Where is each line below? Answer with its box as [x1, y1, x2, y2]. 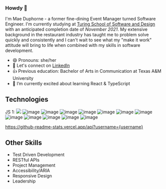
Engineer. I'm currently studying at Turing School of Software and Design [5, 21, 156, 27]
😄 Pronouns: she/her [12, 57, 56, 63]
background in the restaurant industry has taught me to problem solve [5, 32, 149, 38]
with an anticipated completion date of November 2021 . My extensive [5, 26, 148, 32]
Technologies [5, 95, 49, 104]
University [12, 75, 34, 81]
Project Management [12, 162, 56, 168]
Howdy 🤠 [5, 4, 27, 11]
